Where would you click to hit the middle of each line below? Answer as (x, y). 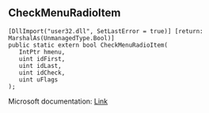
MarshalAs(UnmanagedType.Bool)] (61, 38)
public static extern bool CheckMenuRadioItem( (88, 45)
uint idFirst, (42, 58)
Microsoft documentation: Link (58, 101)
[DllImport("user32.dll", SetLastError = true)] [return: (106, 31)
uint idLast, (40, 66)
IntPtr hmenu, (42, 52)
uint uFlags (38, 79)
